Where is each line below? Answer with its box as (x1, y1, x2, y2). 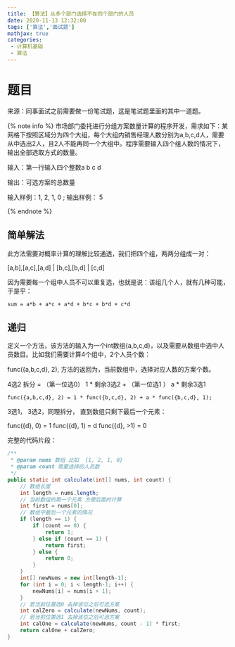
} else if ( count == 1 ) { (32, 535, 109, 542)
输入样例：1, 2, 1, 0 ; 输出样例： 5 (7, 193, 103, 201)
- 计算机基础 (10, 43, 44, 50)
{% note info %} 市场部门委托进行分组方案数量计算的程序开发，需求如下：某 (7, 121, 229, 130)
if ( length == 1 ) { (20, 515, 77, 523)
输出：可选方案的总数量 (7, 177, 75, 187)
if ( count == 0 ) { (32, 522, 87, 529)
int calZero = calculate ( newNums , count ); (20, 607, 146, 615)
